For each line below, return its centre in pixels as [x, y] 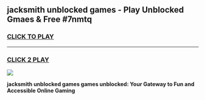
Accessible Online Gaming [41, 90]
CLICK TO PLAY [30, 37]
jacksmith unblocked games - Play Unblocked [96, 10]
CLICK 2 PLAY [28, 59]
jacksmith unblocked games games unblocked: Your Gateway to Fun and [101, 84]
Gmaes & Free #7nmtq [50, 20]
